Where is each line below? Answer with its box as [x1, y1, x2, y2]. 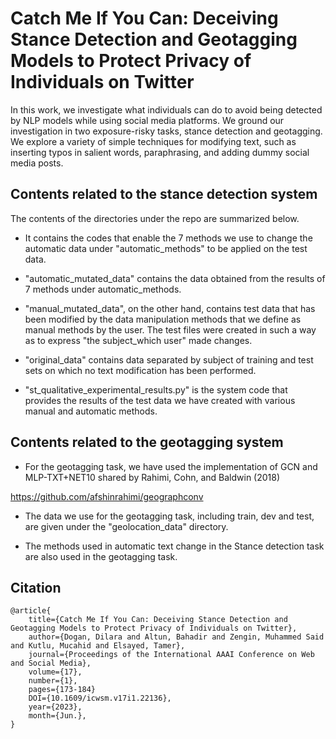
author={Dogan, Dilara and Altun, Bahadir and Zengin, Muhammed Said [28, 632, 325, 642]
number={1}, [28, 676, 78, 686]
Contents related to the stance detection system [10, 186, 318, 203]
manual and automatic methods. [24, 405, 158, 417]
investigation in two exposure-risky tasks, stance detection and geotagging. [10, 125, 323, 137]
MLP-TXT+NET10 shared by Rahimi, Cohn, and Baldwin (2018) [24, 471, 281, 483]
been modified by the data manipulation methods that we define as [24, 313, 302, 325]
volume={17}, [28, 667, 83, 677]
